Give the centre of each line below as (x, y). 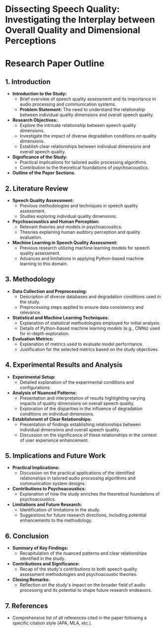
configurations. (35, 387)
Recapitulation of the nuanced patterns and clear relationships (83, 553)
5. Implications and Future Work (55, 456)
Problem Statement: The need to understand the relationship (82, 110)
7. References (27, 606)
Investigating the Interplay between (80, 20)
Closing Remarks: (31, 580)
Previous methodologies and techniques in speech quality (79, 206)
